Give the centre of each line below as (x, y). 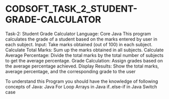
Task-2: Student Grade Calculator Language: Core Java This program (78, 34)
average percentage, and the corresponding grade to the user (70, 71)
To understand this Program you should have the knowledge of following (82, 81)
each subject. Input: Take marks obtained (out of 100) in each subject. (79, 44)
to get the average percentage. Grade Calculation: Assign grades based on (84, 60)
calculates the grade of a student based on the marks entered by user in (81, 39)
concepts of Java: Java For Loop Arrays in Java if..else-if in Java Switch (81, 86)
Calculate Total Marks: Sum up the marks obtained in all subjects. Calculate (84, 50)
